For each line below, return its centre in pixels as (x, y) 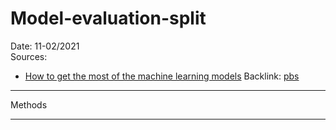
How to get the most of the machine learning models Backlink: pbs (162, 76)
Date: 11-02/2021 (45, 46)
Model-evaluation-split (108, 18)
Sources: (29, 56)
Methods (29, 104)
